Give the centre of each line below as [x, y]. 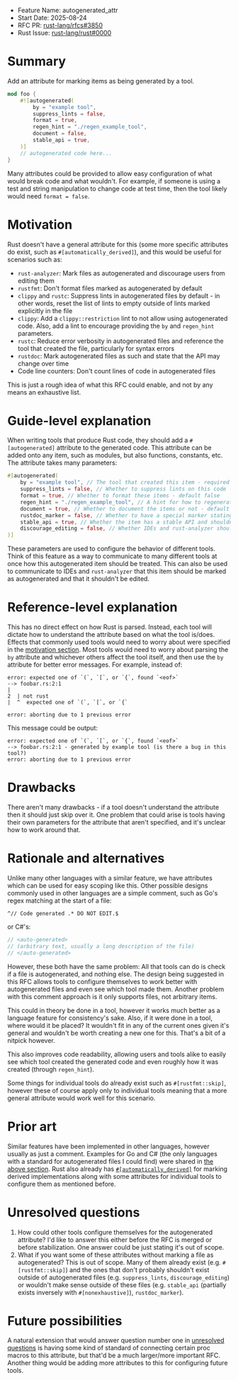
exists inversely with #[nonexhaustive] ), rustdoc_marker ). [101, 1292]
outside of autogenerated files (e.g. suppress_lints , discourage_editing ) [124, 1277]
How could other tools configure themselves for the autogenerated [115, 1232]
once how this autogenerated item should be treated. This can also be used [118, 564]
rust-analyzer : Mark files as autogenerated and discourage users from [121, 273]
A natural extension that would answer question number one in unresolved [116, 1340]
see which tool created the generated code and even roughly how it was [113, 1061]
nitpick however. [31, 1040]
